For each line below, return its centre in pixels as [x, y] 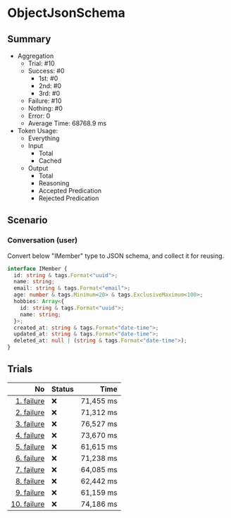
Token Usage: [38, 131]
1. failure [30, 401]
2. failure [30, 412]
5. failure [30, 447]
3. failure [30, 424]
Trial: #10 [41, 63]
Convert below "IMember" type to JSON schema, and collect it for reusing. [116, 256]
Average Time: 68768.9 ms [67, 123]
